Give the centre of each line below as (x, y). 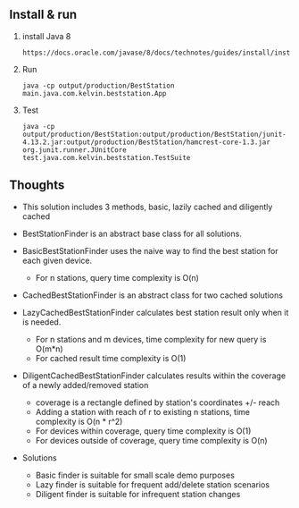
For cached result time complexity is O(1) (111, 358)
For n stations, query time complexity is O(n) (117, 277)
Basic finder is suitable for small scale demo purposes (135, 475)
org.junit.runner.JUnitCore (74, 150)
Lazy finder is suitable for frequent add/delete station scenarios (153, 484)
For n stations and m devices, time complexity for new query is (151, 339)
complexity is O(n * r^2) (79, 421)
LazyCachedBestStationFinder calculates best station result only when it (155, 312)
